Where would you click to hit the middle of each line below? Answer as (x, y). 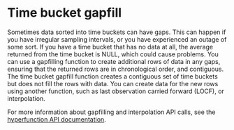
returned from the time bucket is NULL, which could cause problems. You (113, 54)
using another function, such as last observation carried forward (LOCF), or (116, 91)
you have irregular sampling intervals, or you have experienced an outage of (117, 39)
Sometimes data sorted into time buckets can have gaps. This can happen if (117, 32)
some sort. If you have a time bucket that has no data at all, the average (110, 47)
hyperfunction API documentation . (57, 119)
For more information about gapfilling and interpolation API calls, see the (111, 112)
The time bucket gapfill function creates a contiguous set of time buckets (112, 76)
